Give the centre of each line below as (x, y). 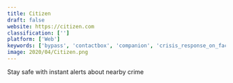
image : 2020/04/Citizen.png (48, 53)
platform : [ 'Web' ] (34, 39)
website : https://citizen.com (51, 26)
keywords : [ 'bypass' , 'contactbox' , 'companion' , (80, 46)
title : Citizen (29, 13)
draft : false (26, 20)
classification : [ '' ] (38, 33)
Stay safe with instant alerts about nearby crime (76, 72)
